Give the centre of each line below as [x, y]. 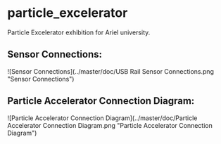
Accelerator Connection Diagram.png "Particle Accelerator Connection [110, 125]
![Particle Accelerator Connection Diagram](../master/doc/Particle [102, 118]
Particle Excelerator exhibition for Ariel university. [79, 32]
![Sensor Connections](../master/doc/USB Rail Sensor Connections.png [111, 71]
